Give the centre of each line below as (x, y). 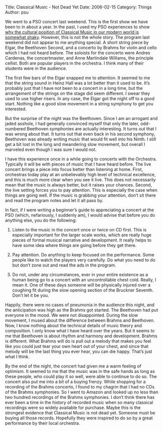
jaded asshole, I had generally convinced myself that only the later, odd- (78, 123)
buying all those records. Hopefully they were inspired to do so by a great (79, 418)
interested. (16, 109)
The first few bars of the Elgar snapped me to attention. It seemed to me (78, 78)
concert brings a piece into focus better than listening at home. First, (74, 169)
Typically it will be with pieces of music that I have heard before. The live (78, 164)
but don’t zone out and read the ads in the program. (64, 265)
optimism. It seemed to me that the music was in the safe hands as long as (80, 371)
